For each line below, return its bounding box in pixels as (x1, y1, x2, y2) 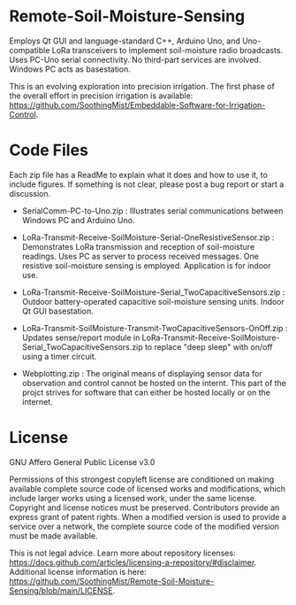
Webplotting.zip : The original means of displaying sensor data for (21, 368, 262, 378)
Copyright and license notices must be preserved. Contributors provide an (9, 502, 280, 513)
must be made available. (9, 530, 99, 541)
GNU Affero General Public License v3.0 (9, 456, 156, 467)
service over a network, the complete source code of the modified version (9, 521, 280, 531)
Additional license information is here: (9, 566, 148, 577)
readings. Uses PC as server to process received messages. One (21, 251, 259, 261)
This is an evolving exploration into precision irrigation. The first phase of (9, 81, 276, 91)
